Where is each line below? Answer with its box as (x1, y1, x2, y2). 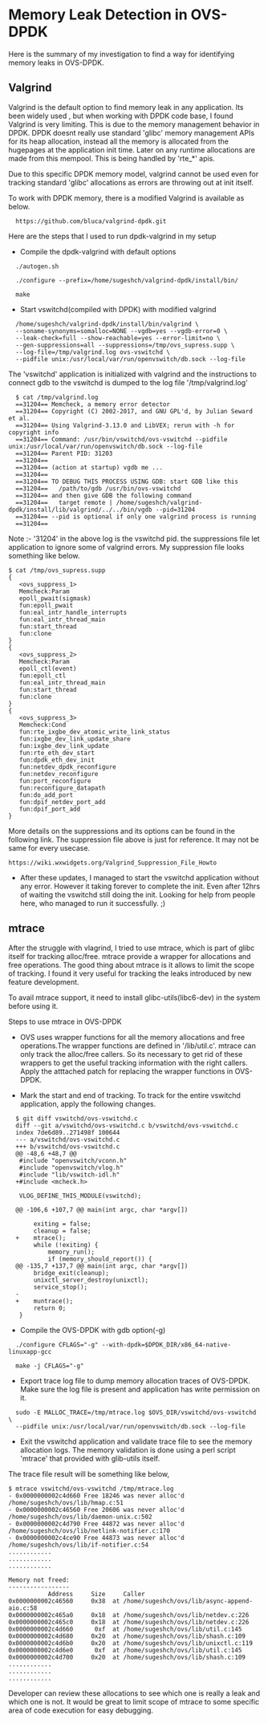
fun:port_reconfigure (18, 777, 91, 785)
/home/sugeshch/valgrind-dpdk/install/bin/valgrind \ (15, 319, 199, 328)
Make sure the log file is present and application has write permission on (19, 1384, 261, 1394)
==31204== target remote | (15, 498, 113, 506)
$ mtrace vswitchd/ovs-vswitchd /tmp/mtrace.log (8, 1485, 174, 1493)
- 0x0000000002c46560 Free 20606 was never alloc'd (8, 1506, 185, 1514)
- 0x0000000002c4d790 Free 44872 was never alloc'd (8, 1519, 185, 1528)
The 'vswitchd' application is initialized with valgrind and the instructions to (8, 369, 257, 379)
